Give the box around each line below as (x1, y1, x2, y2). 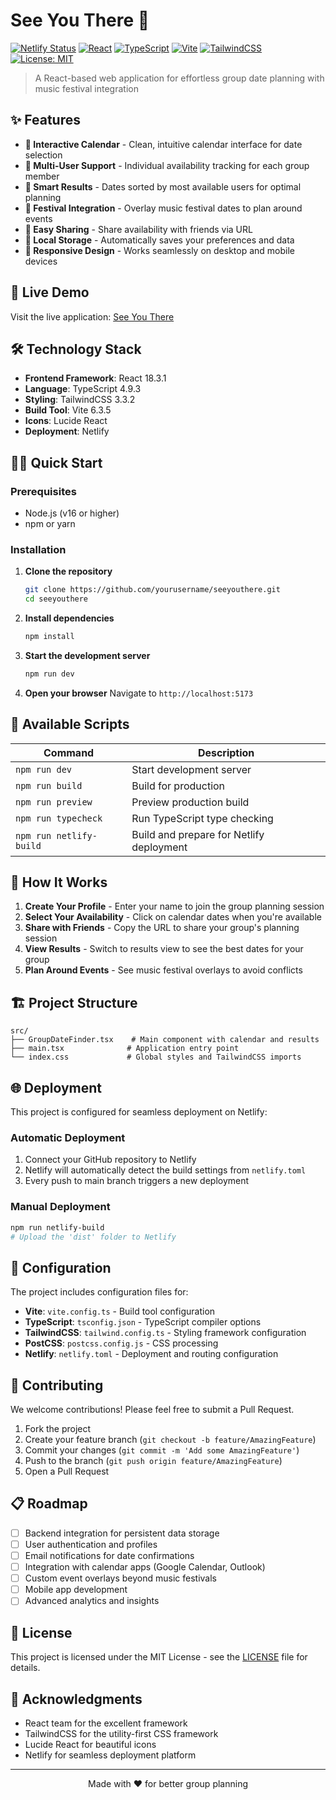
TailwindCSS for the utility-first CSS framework (24, 1727, 219, 1739)
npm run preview (15, 796, 93, 808)
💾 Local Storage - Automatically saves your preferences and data (24, 234, 295, 246)
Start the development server (24, 649, 151, 661)
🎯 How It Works (10, 874, 108, 891)
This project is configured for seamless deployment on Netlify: (10, 1106, 268, 1118)
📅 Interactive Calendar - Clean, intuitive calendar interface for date (24, 138, 303, 150)
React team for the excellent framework (24, 1717, 188, 1729)
